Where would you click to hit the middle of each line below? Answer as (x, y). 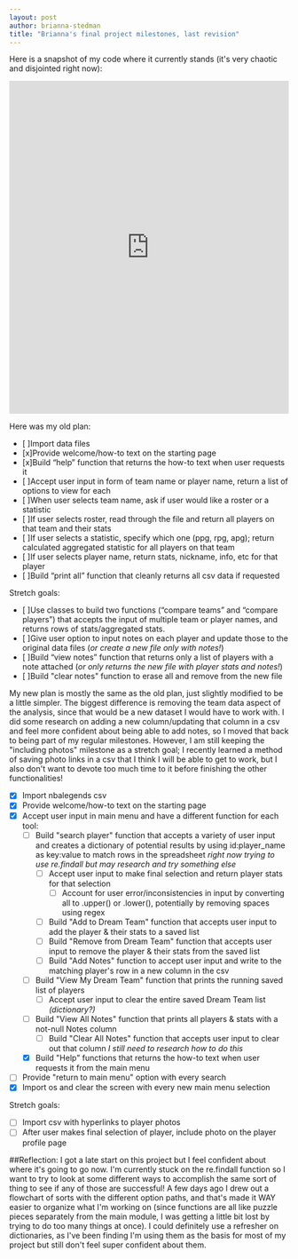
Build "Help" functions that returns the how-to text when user (147, 1058)
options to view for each (66, 491)
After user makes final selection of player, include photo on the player (149, 1132)
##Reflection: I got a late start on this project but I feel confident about (137, 1160)
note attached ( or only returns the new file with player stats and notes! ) (153, 667)
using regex (83, 912)
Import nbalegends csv (64, 796)
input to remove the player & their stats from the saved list (154, 951)
